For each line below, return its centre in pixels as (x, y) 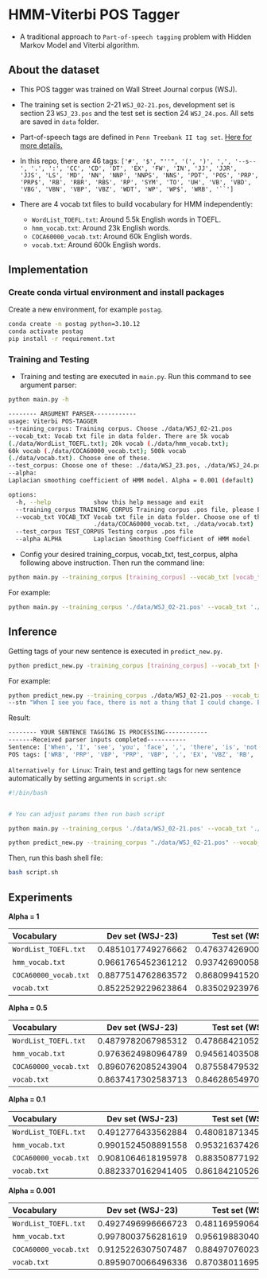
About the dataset (54, 70)
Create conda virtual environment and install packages (116, 292)
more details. (41, 145)
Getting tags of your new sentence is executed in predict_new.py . (116, 651)
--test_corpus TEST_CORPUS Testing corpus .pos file (104, 532)
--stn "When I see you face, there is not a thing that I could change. (131, 703)
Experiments (41, 897)
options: (23, 494)
